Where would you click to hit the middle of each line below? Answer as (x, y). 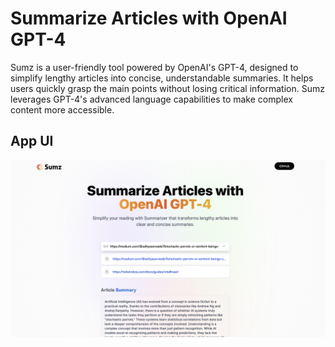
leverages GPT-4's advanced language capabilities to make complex (151, 99)
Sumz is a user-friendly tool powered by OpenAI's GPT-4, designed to (154, 67)
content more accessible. (62, 109)
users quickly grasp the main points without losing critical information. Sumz (167, 88)
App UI (32, 141)
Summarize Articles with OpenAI (149, 18)
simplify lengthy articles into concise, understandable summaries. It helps (162, 78)
